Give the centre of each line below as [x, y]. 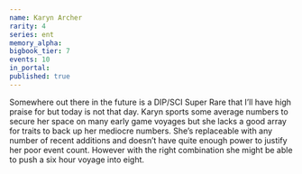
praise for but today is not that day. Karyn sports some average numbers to [149, 111]
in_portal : [30, 69]
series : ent [32, 34]
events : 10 [30, 60]
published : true [40, 77]
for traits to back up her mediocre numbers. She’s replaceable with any [141, 131]
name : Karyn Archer [46, 18]
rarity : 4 [28, 26]
